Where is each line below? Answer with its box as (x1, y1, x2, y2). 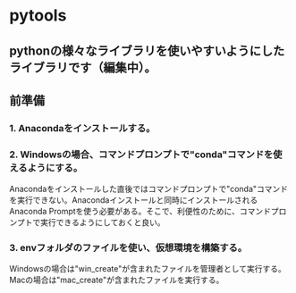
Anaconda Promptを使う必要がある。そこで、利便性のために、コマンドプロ (9, 206, 287, 217)
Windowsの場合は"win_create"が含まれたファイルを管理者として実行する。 (9, 264, 286, 274)
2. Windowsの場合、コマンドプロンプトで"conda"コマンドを (9, 148, 274, 161)
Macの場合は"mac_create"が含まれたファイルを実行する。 (9, 274, 224, 286)
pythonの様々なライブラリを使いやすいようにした (9, 43, 285, 58)
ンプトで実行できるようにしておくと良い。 (9, 217, 165, 228)
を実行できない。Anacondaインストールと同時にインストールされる (9, 195, 258, 205)
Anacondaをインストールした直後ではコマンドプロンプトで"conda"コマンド (9, 184, 289, 195)
